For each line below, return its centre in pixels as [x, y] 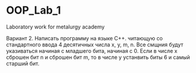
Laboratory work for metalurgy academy [55, 27]
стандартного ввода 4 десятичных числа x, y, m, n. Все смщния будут [95, 45]
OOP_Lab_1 [33, 10]
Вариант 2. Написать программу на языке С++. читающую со [84, 38]
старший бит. [23, 64]
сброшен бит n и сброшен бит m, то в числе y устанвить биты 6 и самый [98, 57]
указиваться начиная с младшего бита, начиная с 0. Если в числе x [92, 50]
